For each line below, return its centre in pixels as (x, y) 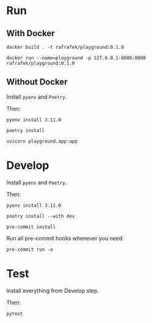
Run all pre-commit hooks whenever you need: (65, 238)
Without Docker (37, 82)
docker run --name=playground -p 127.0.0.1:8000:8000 (76, 58)
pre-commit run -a (30, 249)
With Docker (31, 33)
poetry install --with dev (41, 216)
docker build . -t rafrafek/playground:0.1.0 (65, 47)
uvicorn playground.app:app (42, 141)
